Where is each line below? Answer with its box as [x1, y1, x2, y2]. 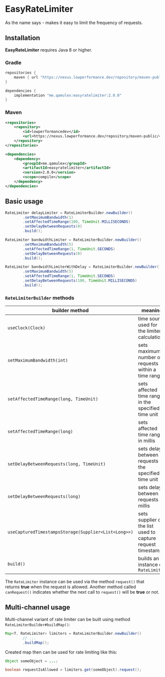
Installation [5, 34, 40, 42]
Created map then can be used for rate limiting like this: [5, 649, 117, 655]
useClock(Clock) [7, 325, 46, 331]
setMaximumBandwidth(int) [7, 358, 68, 364]
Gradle [5, 59, 22, 66]
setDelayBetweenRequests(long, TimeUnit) [7, 461, 106, 467]
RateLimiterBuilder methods [5, 294, 75, 301]
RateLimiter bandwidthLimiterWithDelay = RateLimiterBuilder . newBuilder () [5, 264, 162, 269]
